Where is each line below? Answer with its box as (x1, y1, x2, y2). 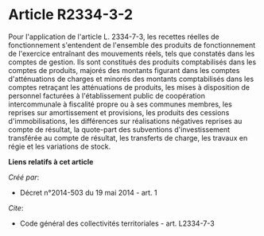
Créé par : (8, 172, 40, 182)
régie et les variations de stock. (8, 141, 111, 151)
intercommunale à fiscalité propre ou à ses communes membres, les (8, 99, 232, 109)
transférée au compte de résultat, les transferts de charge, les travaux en (8, 133, 248, 142)
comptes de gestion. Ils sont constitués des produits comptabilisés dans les (8, 57, 257, 67)
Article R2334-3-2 (8, 6, 134, 24)
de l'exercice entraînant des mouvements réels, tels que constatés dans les (8, 48, 255, 58)
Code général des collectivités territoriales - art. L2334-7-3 (19, 219, 215, 228)
